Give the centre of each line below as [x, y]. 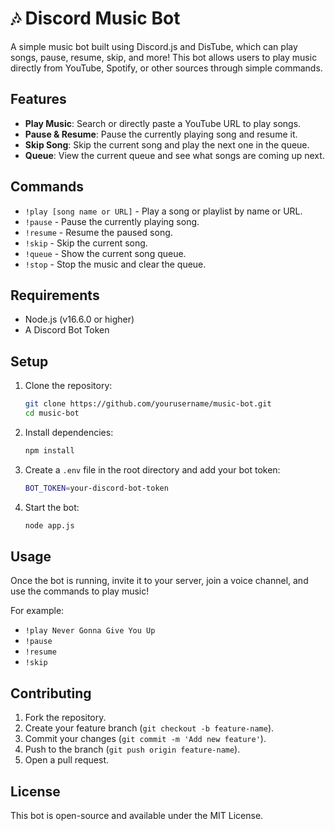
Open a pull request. [67, 760]
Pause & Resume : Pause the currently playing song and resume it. [161, 134]
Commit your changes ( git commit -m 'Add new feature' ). [145, 739]
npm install [49, 450]
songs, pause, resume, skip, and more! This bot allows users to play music [164, 57]
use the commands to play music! [80, 591]
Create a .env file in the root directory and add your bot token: [152, 469]
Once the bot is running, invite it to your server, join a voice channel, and [159, 581]
